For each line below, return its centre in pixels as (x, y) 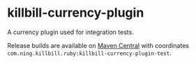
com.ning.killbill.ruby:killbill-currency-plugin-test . (90, 53)
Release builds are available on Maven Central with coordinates (98, 45)
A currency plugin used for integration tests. (70, 32)
